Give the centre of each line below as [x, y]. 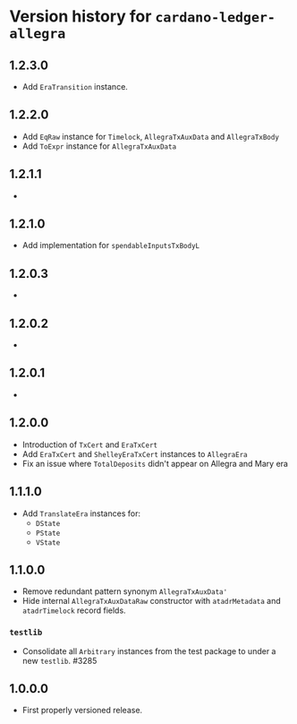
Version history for [81, 17]
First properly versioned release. [82, 711]
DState [48, 523]
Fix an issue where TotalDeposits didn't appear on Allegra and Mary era [155, 463]
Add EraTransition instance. [75, 86]
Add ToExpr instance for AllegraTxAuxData [99, 146]
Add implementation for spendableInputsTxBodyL [110, 246]
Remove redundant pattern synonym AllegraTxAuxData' [125, 591]
